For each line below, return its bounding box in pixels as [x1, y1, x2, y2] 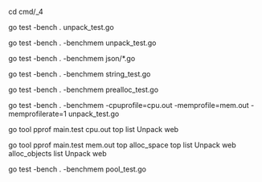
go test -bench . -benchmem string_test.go [8, 69, 151, 79]
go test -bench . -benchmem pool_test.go [8, 164, 147, 174]
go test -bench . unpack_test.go [8, 23, 114, 31]
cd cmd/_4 [8, 7, 44, 16]
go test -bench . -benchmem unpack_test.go [8, 38, 157, 48]
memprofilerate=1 [8, 109, 67, 118]
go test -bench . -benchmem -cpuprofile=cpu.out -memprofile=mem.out [8, 101, 249, 110]
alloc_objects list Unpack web [8, 149, 107, 158]
